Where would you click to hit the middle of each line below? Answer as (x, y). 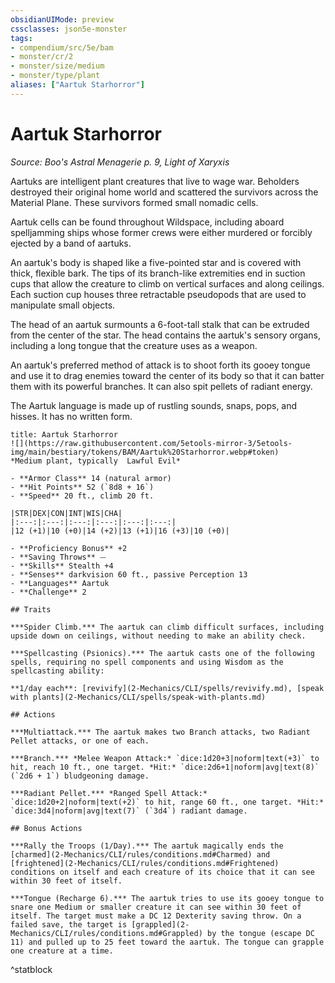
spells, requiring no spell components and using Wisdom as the (147, 662)
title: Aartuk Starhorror (64, 434)
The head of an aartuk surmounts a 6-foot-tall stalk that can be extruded (160, 324)
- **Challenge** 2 (48, 592)
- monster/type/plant (55, 76)
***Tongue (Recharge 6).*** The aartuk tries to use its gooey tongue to (167, 898)
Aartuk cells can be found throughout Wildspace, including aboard (147, 222)
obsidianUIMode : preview (62, 19)
